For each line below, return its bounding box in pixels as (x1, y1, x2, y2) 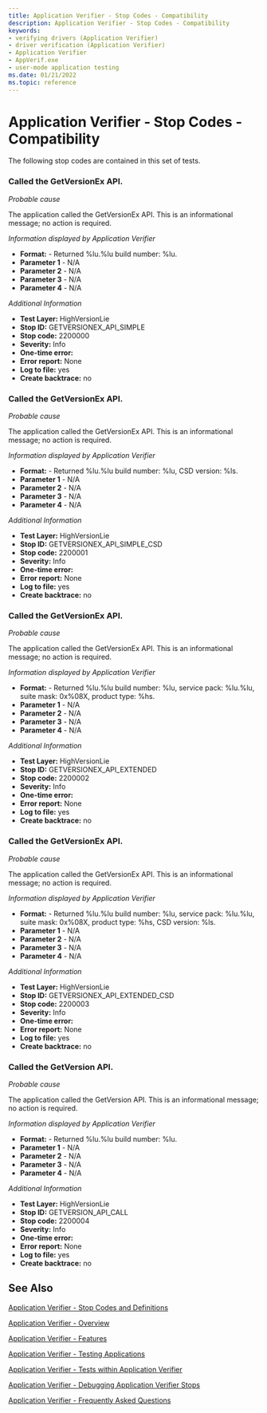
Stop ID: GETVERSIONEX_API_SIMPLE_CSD (19, 539, 163, 549)
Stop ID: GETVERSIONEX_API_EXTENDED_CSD (19, 990, 175, 1000)
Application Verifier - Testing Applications (8, 1349, 146, 1359)
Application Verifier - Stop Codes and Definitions (8, 1302, 169, 1312)
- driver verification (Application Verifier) (8, 41, 166, 49)
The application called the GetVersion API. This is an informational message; (8, 1095, 259, 1104)
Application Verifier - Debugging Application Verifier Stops (8, 1379, 201, 1389)
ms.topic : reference (8, 78, 77, 86)
